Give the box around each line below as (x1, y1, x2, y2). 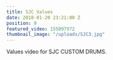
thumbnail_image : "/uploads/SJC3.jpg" (6, 32, 105, 38)
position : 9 (6, 20, 37, 26)
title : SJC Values (6, 8, 53, 15)
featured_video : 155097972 (6, 25, 75, 32)
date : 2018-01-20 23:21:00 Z (6, 15, 81, 21)
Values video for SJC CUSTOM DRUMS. (6, 48, 107, 55)
